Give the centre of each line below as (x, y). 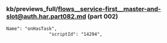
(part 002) (103, 16)
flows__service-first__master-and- (109, 9)
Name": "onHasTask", (32, 29)
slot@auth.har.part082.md (46, 16)
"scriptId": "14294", (75, 35)
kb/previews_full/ (32, 9)
